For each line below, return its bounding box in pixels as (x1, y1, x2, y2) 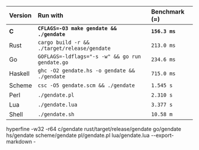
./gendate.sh (37, 111, 75, 117)
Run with (37, 11, 64, 20)
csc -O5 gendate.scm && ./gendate (37, 82, 135, 88)
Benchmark (150, 8, 185, 15)
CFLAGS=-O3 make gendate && (37, 25, 117, 31)
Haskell (9, 69, 30, 78)
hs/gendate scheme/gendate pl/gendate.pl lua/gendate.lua (6, 132, 150, 139)
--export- (150, 132, 174, 139)
